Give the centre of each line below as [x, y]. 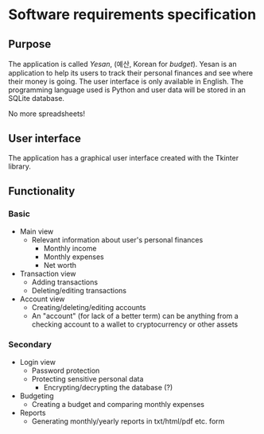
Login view [37, 362]
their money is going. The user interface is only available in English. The [126, 81]
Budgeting [37, 396]
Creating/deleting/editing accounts [89, 307]
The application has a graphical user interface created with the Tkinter [124, 157]
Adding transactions [64, 282]
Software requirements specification [132, 15]
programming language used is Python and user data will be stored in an [127, 90]
